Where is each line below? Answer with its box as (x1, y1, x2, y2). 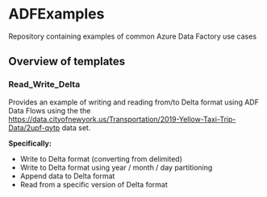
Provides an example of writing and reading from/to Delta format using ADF (8, 97, 260, 107)
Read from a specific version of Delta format (19, 179, 168, 189)
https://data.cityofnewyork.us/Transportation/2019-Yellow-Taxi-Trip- (8, 114, 236, 124)
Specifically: (8, 138, 52, 148)
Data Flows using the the (8, 105, 91, 115)
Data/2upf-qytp (8, 122, 60, 133)
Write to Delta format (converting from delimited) (19, 154, 183, 163)
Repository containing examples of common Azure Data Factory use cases (8, 31, 257, 41)
